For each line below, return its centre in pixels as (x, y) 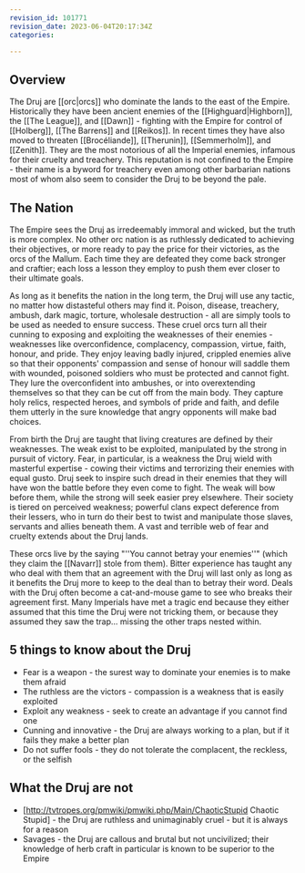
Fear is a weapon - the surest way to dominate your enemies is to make (157, 672)
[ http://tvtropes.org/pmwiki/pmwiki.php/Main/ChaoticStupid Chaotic (151, 810)
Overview (38, 80)
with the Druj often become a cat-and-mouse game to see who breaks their (151, 592)
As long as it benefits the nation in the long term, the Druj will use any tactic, (152, 296)
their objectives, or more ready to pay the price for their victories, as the (145, 249)
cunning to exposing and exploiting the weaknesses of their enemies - (141, 334)
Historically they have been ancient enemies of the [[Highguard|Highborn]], (151, 111)
